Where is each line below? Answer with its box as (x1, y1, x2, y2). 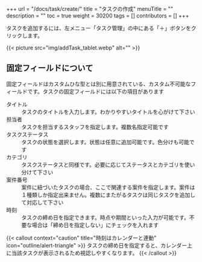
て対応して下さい (21, 199, 64, 206)
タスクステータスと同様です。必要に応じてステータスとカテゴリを (21, 161, 185, 168)
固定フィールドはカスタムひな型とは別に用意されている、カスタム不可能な (6, 80, 191, 88)
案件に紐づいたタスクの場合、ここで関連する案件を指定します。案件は (21, 184, 195, 191)
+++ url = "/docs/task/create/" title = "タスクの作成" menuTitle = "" (6, 5, 174, 12)
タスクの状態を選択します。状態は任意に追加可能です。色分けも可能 (21, 138, 190, 145)
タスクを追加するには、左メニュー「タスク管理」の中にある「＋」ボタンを (6, 25, 191, 31)
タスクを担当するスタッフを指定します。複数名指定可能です (21, 123, 169, 130)
